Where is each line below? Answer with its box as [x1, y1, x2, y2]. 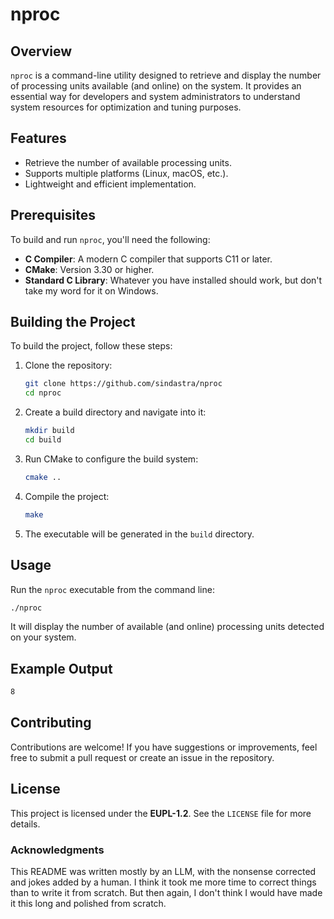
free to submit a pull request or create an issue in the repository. [10, 751, 275, 763]
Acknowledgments [10, 843, 105, 857]
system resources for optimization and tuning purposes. [10, 101, 242, 113]
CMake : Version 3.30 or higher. [24, 263, 155, 275]
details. [10, 818, 41, 830]
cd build [24, 435, 62, 445]
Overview [10, 43, 73, 60]
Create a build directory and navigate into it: [24, 406, 207, 418]
